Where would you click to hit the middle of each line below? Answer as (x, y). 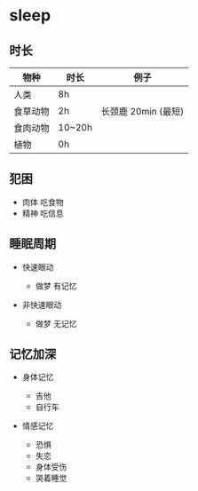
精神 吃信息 (43, 213)
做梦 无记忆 (56, 323)
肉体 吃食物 (43, 202)
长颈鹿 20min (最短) (143, 111)
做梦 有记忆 (56, 286)
